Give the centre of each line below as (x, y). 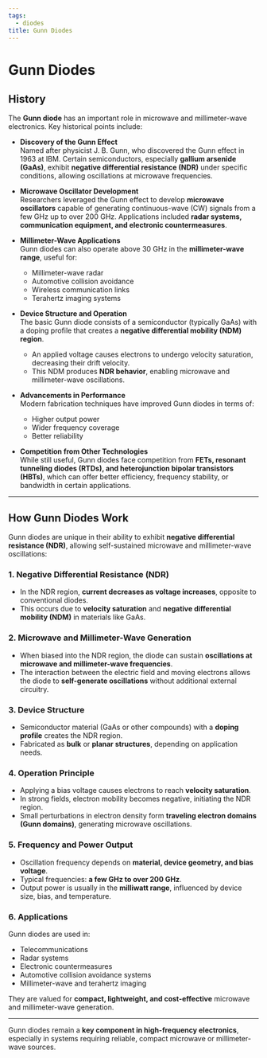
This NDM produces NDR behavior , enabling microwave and (131, 372)
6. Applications (38, 916)
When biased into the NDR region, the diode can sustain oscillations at (136, 655)
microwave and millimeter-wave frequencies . (96, 664)
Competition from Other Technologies (84, 451)
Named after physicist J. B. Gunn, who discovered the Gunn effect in (132, 150)
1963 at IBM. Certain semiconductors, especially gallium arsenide (128, 159)
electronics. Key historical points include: (75, 127)
